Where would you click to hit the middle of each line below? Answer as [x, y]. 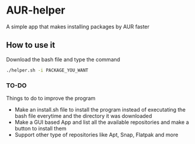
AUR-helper [36, 10]
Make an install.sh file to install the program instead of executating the [100, 109]
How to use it [31, 45]
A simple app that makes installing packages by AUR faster [78, 27]
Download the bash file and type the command [63, 59]
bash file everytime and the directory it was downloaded [83, 116]
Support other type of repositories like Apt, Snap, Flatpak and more [96, 135]
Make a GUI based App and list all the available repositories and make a [102, 122]
